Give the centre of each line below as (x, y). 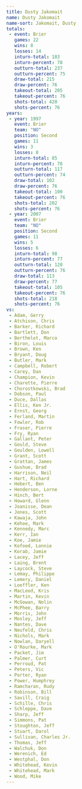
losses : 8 (26, 152)
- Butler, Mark (28, 360)
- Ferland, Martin (32, 417)
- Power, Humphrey (32, 681)
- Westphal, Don (29, 759)
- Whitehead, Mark (32, 771)
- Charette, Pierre (33, 383)
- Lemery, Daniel (30, 580)
